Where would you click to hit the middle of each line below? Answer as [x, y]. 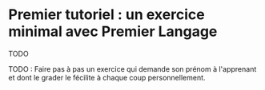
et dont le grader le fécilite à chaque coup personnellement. [107, 77]
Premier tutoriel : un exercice [107, 15]
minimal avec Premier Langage [113, 31]
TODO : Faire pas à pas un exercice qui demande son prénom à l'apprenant [132, 68]
